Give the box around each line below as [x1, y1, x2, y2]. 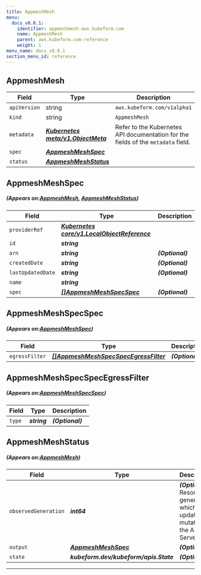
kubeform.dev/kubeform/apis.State [70, 553, 174, 561]
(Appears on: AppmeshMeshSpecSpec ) [6, 390, 106, 397]
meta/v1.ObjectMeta [45, 134, 106, 143]
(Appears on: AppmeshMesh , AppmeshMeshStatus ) [6, 194, 139, 202]
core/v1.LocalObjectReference [60, 229, 151, 238]
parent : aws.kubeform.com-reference [17, 37, 109, 43]
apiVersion [9, 104, 40, 111]
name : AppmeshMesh [17, 31, 63, 37]
